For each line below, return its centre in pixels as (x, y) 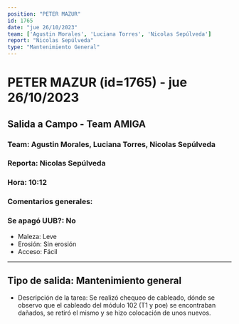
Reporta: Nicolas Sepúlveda (57, 163)
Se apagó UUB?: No (42, 221)
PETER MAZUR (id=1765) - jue (97, 82)
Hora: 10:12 (27, 183)
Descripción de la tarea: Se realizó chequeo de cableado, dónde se (116, 298)
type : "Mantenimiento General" (54, 47)
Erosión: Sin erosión (47, 244)
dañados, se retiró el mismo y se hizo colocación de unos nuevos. (114, 313)
